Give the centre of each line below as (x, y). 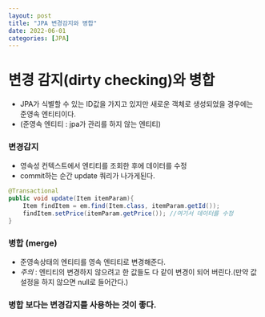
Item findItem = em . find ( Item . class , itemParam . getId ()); (121, 206)
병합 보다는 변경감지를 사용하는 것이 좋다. (82, 305)
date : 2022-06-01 (37, 30)
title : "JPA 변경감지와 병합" (53, 23)
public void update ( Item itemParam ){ (71, 199)
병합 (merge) (33, 243)
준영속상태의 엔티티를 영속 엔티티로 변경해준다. (93, 262)
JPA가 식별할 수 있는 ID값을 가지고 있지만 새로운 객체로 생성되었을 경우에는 (137, 104)
